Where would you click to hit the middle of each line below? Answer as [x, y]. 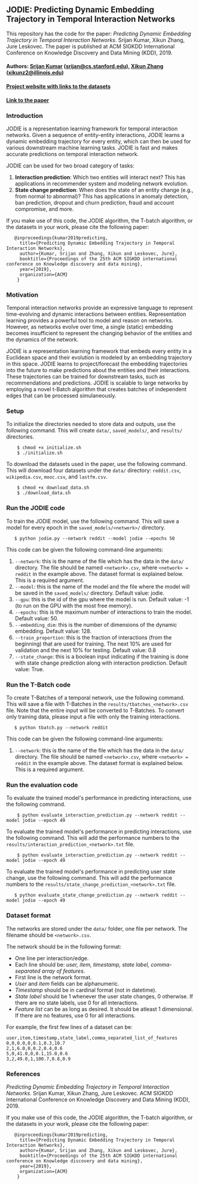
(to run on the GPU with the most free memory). [74, 605]
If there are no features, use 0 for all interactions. [75, 1015]
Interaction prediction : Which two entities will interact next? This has [100, 177]
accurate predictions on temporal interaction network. [73, 154]
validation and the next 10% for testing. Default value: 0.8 [85, 650]
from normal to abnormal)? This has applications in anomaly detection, [102, 196]
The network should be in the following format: [64, 946]
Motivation [22, 294]
